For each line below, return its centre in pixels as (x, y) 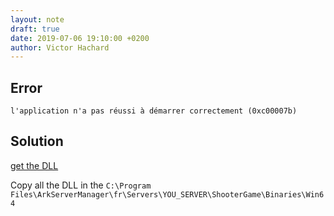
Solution (37, 141)
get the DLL (34, 165)
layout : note (37, 19)
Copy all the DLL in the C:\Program (81, 185)
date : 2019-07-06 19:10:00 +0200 (80, 38)
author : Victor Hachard (60, 47)
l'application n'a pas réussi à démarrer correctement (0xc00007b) (154, 111)
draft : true (35, 29)
